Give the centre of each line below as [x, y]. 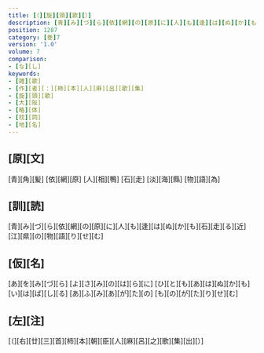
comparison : [27, 60]
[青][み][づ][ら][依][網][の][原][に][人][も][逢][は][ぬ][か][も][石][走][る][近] [127, 226]
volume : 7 [24, 52]
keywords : [24, 74]
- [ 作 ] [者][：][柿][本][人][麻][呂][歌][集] [76, 88]
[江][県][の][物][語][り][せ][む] [56, 236]
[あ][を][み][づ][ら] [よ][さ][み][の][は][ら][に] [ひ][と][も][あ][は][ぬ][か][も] [129, 284]
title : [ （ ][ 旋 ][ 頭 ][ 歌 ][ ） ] [50, 15]
